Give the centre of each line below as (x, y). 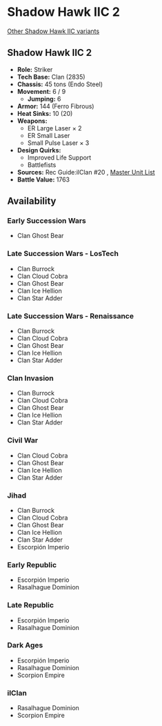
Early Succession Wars (47, 221)
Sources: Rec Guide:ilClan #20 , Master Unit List (86, 172)
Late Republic (30, 605)
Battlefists (42, 165)
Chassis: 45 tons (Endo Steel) (60, 84)
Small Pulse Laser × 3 (58, 143)
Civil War (23, 440)
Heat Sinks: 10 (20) (45, 113)
